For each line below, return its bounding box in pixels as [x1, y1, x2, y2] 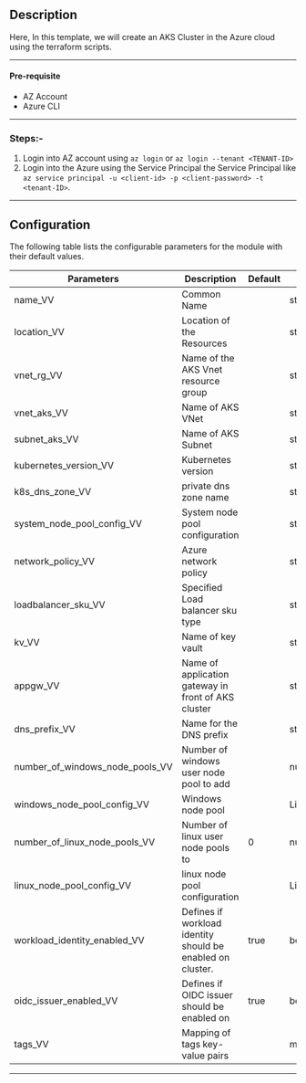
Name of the [181, 352, 235, 364]
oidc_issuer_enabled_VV [14, 994, 118, 1007]
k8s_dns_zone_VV [14, 486, 92, 499]
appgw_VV [14, 679, 60, 692]
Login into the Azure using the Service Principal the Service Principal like [22, 163, 297, 173]
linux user [181, 830, 224, 843]
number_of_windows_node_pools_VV [14, 761, 173, 773]
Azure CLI [22, 100, 61, 112]
